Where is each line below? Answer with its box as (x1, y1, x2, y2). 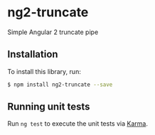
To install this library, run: (7, 67, 82, 75)
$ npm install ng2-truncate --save (7, 81, 113, 88)
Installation (7, 48, 58, 60)
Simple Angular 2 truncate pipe (7, 28, 99, 36)
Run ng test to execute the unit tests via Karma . (7, 119, 148, 128)
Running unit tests (7, 101, 90, 113)
